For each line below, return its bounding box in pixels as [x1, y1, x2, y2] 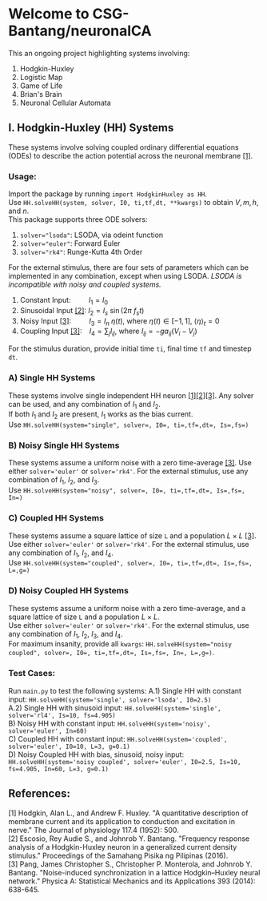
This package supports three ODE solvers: [8, 215, 148, 224]
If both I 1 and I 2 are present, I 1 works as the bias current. [8, 409, 193, 421]
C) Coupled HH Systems [8, 513, 104, 524]
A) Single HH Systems [8, 372, 96, 384]
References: [8, 786, 70, 801]
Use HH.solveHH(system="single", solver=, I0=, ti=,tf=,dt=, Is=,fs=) [8, 420, 249, 429]
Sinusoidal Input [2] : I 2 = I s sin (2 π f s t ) [19, 305, 145, 317]
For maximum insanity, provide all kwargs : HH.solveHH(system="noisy [8, 639, 232, 649]
